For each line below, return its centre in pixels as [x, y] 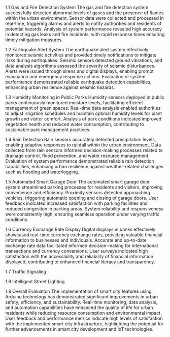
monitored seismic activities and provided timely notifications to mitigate [81, 55]
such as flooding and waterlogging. [42, 172]
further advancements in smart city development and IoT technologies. [79, 329]
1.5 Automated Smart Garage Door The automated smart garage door [78, 182]
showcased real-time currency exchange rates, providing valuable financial [84, 235]
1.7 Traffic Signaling [26, 272]
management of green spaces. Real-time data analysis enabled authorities [83, 108]
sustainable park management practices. [48, 130]
